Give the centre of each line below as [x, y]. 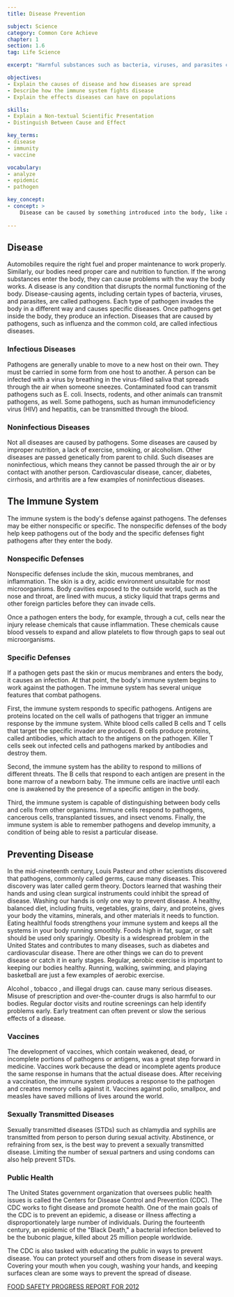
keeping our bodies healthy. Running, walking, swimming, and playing [107, 968]
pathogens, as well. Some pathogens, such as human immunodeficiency [111, 401]
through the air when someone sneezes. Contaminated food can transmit [112, 387]
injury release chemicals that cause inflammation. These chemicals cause [113, 625]
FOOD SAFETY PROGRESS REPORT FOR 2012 [73, 1287]
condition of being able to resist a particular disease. [83, 832]
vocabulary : [24, 167]
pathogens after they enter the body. [60, 540]
